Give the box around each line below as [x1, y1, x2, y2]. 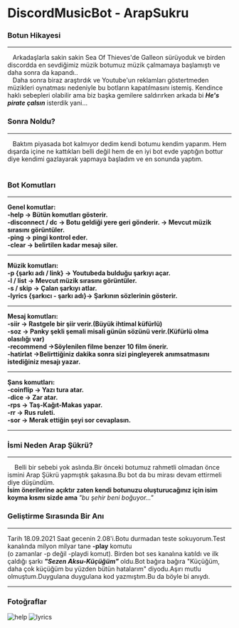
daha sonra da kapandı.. [7, 68, 78, 77]
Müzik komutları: [7, 262, 59, 270]
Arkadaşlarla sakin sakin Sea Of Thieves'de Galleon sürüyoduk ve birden [12, 53, 225, 62]
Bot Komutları [7, 180, 56, 190]
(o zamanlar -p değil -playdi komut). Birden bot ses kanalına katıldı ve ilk [7, 549, 219, 557]
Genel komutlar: [7, 203, 56, 212]
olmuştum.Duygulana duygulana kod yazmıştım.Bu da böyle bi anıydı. [7, 572, 211, 580]
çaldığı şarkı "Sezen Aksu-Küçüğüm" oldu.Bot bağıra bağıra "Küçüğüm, [7, 557, 221, 565]
